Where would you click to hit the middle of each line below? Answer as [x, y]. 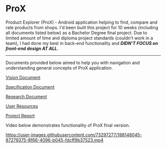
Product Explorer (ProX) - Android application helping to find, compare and [82, 22]
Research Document [26, 96]
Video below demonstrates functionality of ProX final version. [68, 125]
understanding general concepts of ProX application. [59, 68]
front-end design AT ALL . [32, 48]
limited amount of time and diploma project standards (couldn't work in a [79, 38]
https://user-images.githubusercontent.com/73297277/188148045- [74, 135]
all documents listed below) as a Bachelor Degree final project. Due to [76, 33]
